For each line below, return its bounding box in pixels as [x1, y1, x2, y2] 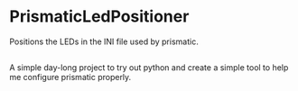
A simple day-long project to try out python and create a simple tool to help [9, 62, 289, 73]
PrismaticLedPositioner [9, 6, 190, 27]
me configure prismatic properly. [9, 72, 132, 83]
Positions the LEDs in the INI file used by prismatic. [9, 36, 199, 47]
